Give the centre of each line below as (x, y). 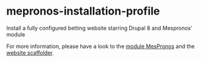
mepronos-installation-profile (83, 11)
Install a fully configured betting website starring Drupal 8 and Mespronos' (99, 28)
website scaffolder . (30, 52)
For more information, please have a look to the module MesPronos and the (101, 46)
